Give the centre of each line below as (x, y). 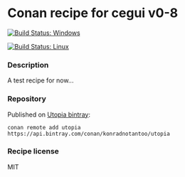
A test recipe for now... (41, 80)
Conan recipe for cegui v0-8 (93, 13)
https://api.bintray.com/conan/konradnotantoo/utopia (89, 134)
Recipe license (33, 151)
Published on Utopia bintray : (49, 114)
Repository (27, 99)
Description (28, 65)
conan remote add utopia (44, 127)
